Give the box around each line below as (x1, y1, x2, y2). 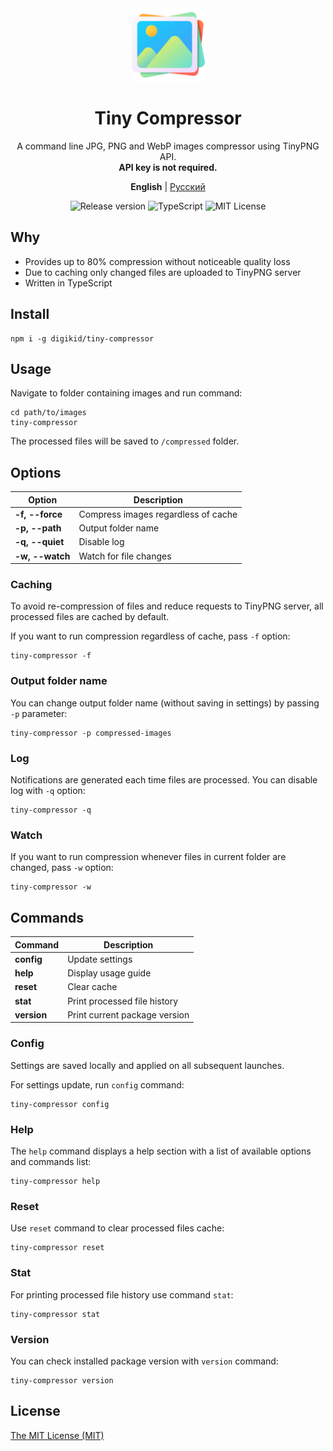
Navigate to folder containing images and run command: (10, 387, 243, 399)
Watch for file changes (78, 550, 172, 562)
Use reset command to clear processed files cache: (10, 1222, 225, 1234)
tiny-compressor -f (10, 651, 92, 661)
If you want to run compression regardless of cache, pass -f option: (10, 630, 291, 642)
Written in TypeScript (24, 277, 113, 289)
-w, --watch (14, 550, 71, 562)
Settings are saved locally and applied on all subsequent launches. (10, 1059, 285, 1071)
